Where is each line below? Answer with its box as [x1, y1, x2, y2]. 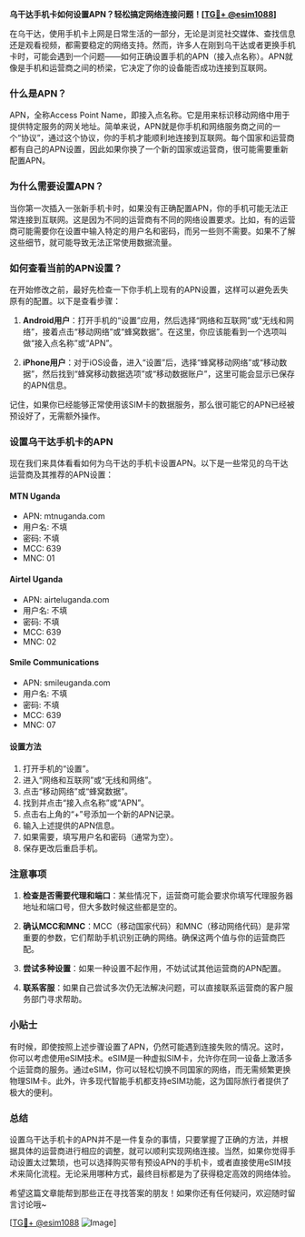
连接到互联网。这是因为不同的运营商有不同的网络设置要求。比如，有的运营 [16, 214, 296, 225]
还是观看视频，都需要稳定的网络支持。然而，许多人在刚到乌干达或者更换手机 [9, 40, 296, 50]
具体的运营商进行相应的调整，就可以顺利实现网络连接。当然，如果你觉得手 [16, 1145, 296, 1156]
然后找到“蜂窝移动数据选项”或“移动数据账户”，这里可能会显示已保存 [42, 368, 295, 379]
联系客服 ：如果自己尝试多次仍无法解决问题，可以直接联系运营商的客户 [22, 982, 286, 993]
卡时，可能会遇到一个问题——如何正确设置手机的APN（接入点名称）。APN [9, 51, 286, 62]
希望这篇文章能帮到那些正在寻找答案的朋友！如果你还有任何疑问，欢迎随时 [9, 1187, 288, 1198]
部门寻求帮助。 [30, 994, 87, 1005]
